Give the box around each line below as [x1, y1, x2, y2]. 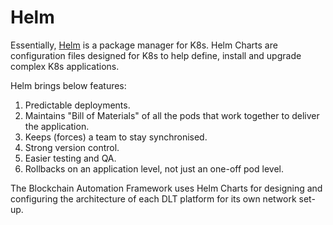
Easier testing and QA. [24, 152, 117, 164]
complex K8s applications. [10, 60, 120, 72]
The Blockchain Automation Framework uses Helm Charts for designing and [10, 182, 323, 194]
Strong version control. [24, 141, 120, 153]
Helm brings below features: [10, 79, 127, 91]
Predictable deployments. [24, 99, 131, 111]
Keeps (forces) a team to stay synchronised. [24, 131, 208, 143]
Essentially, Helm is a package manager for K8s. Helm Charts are [10, 39, 278, 51]
